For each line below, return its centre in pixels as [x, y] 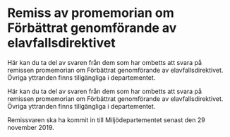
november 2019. [31, 127]
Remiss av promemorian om [91, 13]
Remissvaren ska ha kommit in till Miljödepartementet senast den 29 [107, 120]
